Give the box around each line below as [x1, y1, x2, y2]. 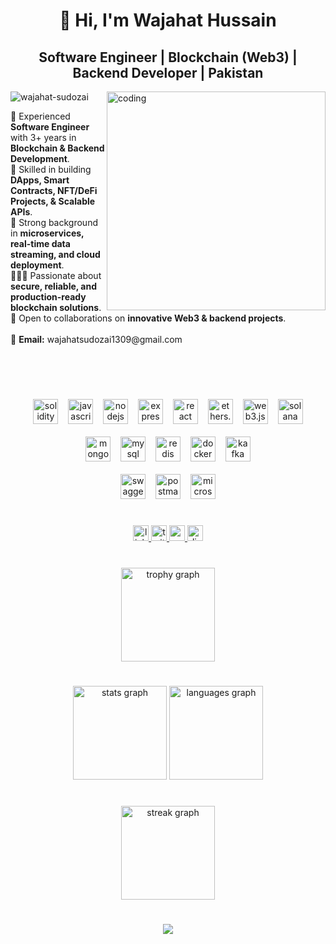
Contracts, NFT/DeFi [10, 185, 98, 196]
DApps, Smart [10, 174, 70, 186]
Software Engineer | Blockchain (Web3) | [38, 49, 298, 66]
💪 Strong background [10, 217, 98, 228]
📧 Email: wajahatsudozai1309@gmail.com [10, 334, 183, 345]
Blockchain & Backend [10, 142, 105, 154]
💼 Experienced [10, 110, 71, 122]
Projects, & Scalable [10, 195, 96, 207]
